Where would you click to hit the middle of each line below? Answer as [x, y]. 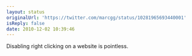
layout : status [26, 12]
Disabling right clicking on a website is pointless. [67, 46]
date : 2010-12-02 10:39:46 [41, 29]
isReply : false [26, 23]
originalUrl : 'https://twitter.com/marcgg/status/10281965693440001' [97, 18]
